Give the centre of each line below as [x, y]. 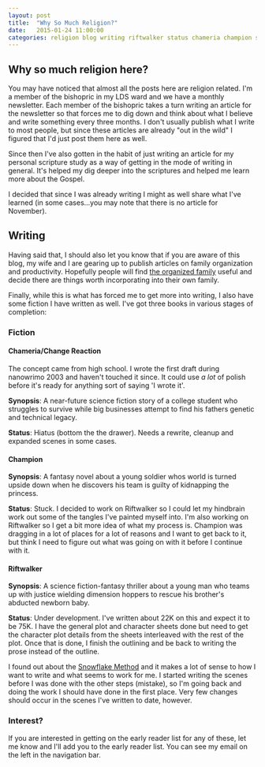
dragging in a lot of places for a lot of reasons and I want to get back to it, [127, 534]
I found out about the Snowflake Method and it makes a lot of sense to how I [132, 667]
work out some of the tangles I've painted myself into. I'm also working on [128, 517]
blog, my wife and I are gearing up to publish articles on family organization [131, 263]
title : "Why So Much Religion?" [63, 23]
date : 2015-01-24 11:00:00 [56, 30]
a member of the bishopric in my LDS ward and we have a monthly [116, 97]
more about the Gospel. [47, 179]
